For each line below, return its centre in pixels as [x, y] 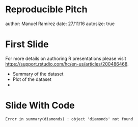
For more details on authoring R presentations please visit [66, 58]
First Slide [27, 44]
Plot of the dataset [32, 79]
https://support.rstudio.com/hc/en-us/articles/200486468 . [67, 64]
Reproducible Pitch [46, 9]
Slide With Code [40, 105]
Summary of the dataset [38, 74]
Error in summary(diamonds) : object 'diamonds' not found [69, 119]
